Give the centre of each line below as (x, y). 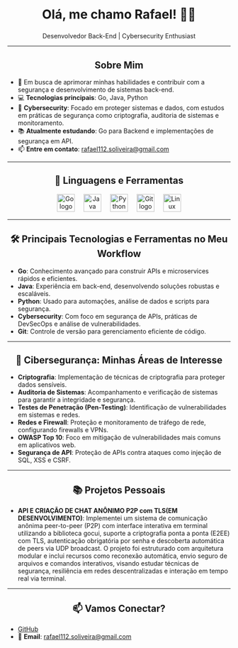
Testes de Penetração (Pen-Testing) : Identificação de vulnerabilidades (122, 407)
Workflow (119, 254)
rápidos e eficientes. (47, 278)
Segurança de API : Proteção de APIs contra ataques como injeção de (119, 453)
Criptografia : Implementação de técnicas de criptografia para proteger (121, 377)
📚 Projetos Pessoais (119, 490)
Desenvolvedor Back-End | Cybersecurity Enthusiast (119, 36)
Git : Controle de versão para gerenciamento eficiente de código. (112, 331)
